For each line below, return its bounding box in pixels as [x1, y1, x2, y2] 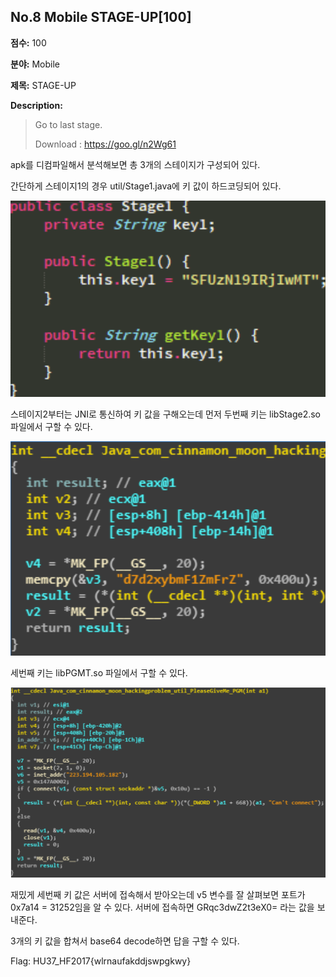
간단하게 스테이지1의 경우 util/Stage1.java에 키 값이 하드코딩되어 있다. [10, 180, 282, 192]
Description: [10, 99, 63, 111]
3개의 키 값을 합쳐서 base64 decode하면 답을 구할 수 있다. [10, 935, 240, 947]
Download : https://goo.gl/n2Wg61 [34, 138, 177, 150]
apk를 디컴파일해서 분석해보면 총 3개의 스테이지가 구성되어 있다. [10, 158, 261, 170]
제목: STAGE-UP [10, 79, 77, 91]
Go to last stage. [34, 118, 103, 130]
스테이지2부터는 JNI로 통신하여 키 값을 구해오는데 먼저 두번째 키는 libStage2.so [10, 408, 321, 420]
